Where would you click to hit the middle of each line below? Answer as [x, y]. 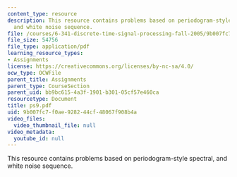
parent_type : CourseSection [49, 86]
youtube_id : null [39, 138]
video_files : [26, 118]
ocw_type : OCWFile [34, 73]
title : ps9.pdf [30, 106]
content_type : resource [42, 14]
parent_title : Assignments [47, 79]
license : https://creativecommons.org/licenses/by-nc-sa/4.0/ [101, 66]
